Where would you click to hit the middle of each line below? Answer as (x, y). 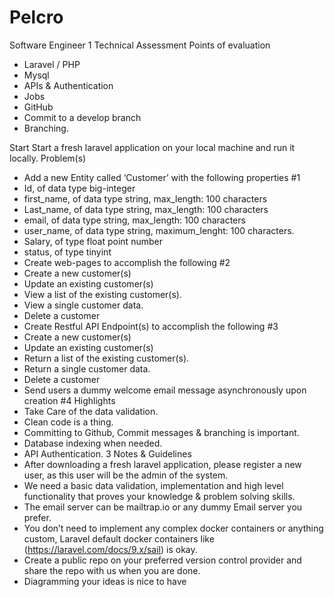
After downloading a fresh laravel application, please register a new (162, 464)
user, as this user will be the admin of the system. (126, 475)
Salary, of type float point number (93, 241)
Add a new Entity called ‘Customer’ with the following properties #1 (162, 177)
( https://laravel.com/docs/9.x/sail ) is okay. (110, 549)
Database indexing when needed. (93, 443)
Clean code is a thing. (68, 422)
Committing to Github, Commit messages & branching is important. (161, 432)
